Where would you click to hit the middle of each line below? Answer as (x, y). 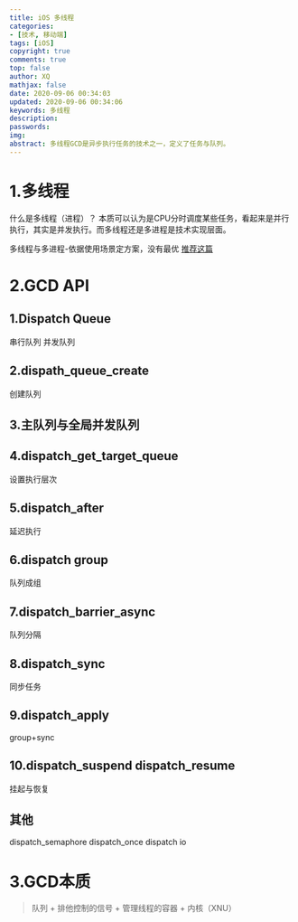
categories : (32, 26)
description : (34, 118)
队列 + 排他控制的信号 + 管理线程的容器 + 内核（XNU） (134, 908)
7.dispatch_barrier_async (83, 612)
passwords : (30, 127)
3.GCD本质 (50, 881)
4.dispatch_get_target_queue (94, 456)
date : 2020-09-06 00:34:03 (60, 93)
